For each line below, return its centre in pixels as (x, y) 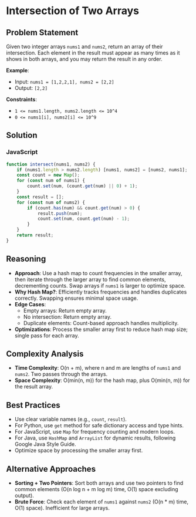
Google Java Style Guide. (45, 444)
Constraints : (21, 99)
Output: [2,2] (31, 88)
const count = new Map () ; (48, 175)
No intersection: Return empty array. (67, 317)
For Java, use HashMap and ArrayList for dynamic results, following (95, 438)
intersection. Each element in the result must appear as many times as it (93, 53)
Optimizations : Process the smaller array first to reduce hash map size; (101, 329)
